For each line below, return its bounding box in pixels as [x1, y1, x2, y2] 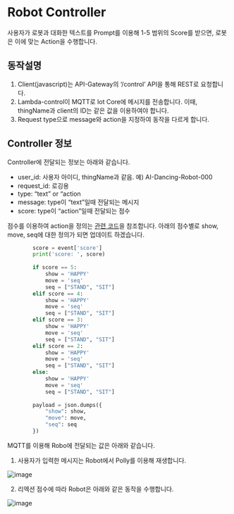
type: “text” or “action [17, 189, 81, 198]
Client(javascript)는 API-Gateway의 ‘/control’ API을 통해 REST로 [17, 80, 199, 88]
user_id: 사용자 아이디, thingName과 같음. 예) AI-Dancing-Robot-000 [17, 173, 213, 181]
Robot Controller [7, 4, 106, 20]
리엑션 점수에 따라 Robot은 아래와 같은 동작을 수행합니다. [17, 484, 174, 493]
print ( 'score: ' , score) [32, 251, 106, 258]
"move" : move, [44, 415, 87, 422]
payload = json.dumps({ [32, 401, 102, 408]
